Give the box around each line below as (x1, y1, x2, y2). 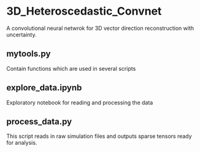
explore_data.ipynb (6, 82, 82, 93)
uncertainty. (6, 31, 37, 38)
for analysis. (6, 139, 37, 147)
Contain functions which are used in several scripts (6, 65, 136, 72)
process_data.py (6, 116, 72, 126)
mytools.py (6, 49, 51, 59)
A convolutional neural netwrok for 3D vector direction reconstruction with (6, 24, 194, 32)
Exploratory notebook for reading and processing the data (6, 99, 153, 106)
